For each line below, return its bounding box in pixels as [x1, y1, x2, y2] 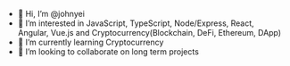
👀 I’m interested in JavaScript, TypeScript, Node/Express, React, [17, 18, 254, 29]
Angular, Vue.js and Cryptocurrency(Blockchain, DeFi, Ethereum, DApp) [17, 28, 282, 37]
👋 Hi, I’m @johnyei [17, 9, 85, 19]
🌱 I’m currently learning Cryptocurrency [17, 37, 164, 47]
